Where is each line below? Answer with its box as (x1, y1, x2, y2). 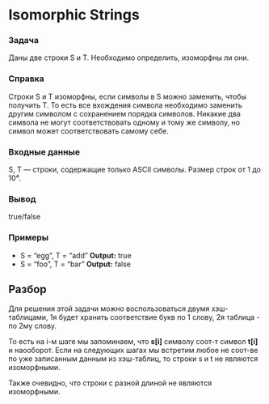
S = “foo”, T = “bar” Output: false (19, 259, 132, 269)
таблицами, (8, 313, 48, 322)
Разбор (8, 283, 47, 296)
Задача (8, 35, 39, 46)
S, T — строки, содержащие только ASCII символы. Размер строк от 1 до (8, 164, 261, 175)
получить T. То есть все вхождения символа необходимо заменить (8, 100, 242, 110)
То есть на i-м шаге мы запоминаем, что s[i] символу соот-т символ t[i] (8, 337, 258, 347)
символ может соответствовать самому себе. (8, 125, 170, 135)
